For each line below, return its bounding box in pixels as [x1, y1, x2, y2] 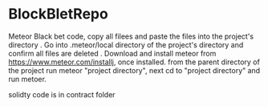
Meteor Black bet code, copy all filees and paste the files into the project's [8, 31, 254, 41]
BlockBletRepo [8, 5, 108, 23]
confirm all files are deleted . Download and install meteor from [8, 48, 217, 58]
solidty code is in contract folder [8, 89, 116, 99]
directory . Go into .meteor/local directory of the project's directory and [8, 39, 244, 49]
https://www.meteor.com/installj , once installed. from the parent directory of [8, 57, 261, 67]
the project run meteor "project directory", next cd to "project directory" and [8, 65, 261, 75]
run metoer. [8, 74, 47, 84]
